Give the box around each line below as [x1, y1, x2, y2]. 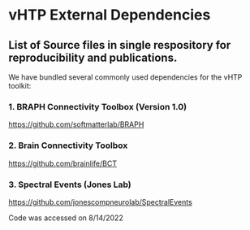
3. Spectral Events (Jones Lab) [8, 179, 131, 190]
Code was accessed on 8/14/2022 [8, 213, 123, 223]
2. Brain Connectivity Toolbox [8, 140, 128, 151]
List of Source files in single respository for [8, 38, 231, 52]
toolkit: [8, 81, 32, 90]
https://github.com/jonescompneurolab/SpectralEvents [8, 197, 192, 206]
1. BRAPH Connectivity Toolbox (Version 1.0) [8, 101, 187, 112]
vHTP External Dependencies [8, 6, 211, 24]
